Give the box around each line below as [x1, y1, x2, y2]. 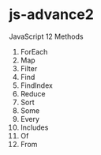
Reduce [20, 89, 46, 98]
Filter [20, 63, 38, 73]
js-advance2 [9, 6, 94, 24]
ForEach [20, 47, 48, 56]
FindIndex [20, 81, 54, 90]
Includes [20, 123, 49, 132]
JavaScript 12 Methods [9, 32, 84, 41]
